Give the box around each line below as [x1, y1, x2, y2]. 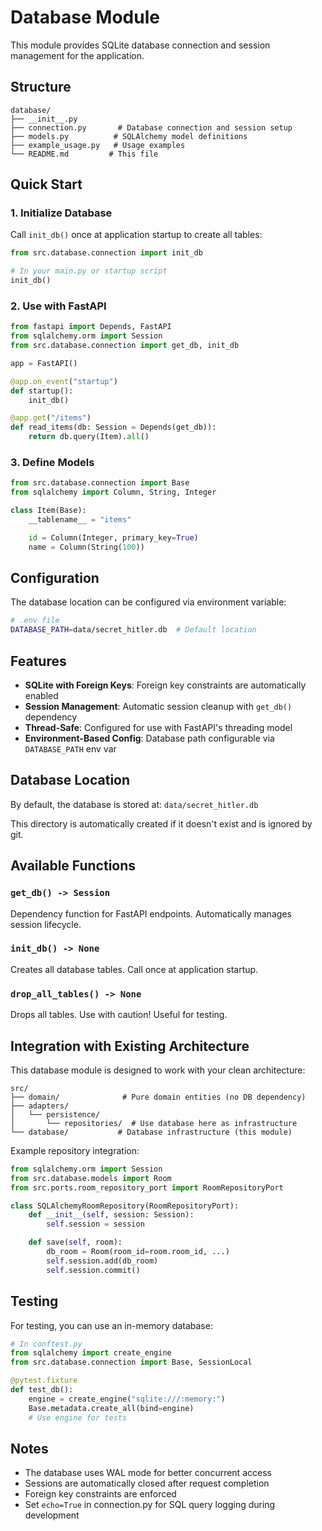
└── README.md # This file [10, 149, 159, 159]
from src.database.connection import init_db [10, 248, 203, 258]
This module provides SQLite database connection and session [10, 39, 271, 51]
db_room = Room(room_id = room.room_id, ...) [46, 1247, 230, 1257]
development [24, 1509, 80, 1521]
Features [10, 652, 67, 670]
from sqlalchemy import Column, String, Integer [10, 487, 217, 498]
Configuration [10, 570, 100, 587]
